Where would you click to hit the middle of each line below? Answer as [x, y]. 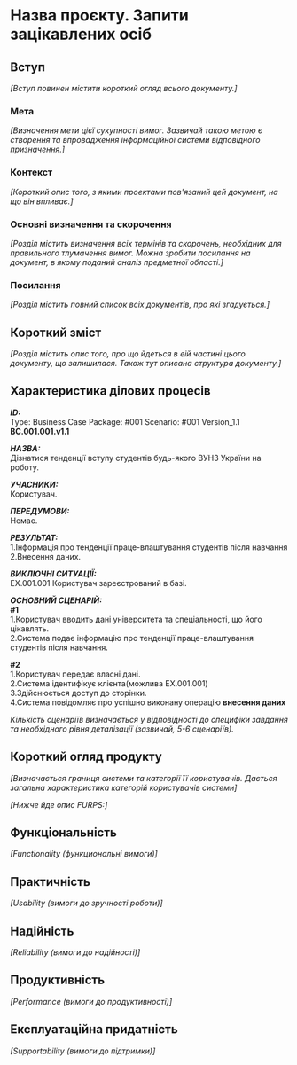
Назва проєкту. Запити [100, 16]
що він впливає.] [42, 201]
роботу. [24, 467]
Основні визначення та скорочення [91, 224]
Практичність [51, 882]
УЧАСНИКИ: [34, 484]
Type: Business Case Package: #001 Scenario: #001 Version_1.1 [125, 421]
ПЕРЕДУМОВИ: [40, 511]
